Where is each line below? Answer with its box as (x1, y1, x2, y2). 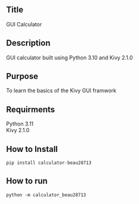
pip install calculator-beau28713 (6, 160, 92, 166)
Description (6, 38, 50, 48)
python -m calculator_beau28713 (6, 191, 86, 198)
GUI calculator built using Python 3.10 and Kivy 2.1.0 (6, 54, 133, 61)
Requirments (6, 104, 55, 114)
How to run (6, 176, 48, 186)
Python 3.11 (6, 120, 34, 127)
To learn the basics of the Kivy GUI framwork (6, 87, 117, 95)
